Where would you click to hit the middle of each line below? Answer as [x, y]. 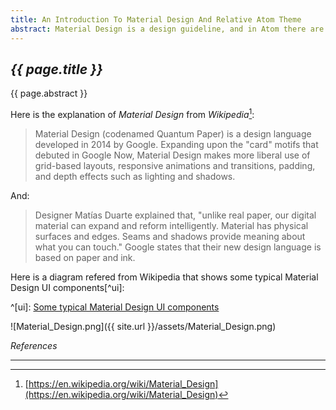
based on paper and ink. [85, 257]
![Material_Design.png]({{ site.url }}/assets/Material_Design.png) [143, 326]
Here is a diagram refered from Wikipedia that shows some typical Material [164, 277]
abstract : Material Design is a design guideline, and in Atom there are [167, 29]
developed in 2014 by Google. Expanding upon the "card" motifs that [176, 144]
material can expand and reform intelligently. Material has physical [171, 225]
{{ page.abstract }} [49, 93]
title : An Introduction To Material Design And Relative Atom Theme [156, 19]
